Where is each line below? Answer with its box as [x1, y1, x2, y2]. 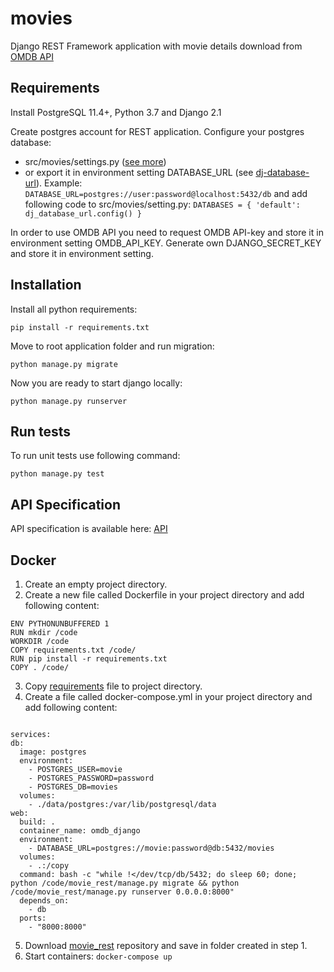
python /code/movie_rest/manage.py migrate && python [10, 878, 240, 888]
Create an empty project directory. [24, 578, 168, 590]
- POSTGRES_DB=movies [28, 782, 118, 792]
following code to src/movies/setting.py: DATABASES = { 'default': [24, 198, 302, 210]
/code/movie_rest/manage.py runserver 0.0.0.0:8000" [10, 887, 235, 897]
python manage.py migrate [10, 359, 118, 369]
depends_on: [19, 896, 70, 906]
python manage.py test [10, 469, 105, 479]
